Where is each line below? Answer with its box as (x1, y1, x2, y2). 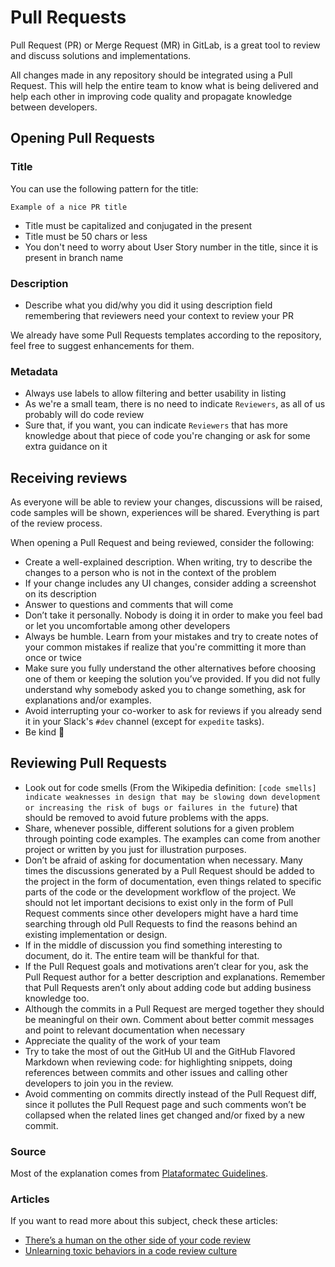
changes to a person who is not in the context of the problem (24, 567, 277, 579)
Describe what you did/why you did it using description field (24, 299, 273, 311)
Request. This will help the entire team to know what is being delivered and (10, 79, 319, 91)
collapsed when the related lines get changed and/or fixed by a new (24, 1109, 306, 1121)
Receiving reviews (10, 469, 128, 486)
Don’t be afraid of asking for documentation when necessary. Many (24, 854, 303, 866)
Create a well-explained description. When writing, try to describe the (24, 556, 313, 568)
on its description (24, 588, 97, 600)
